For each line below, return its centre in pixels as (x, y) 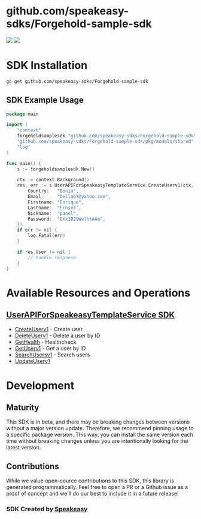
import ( (17, 125)
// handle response (52, 257)
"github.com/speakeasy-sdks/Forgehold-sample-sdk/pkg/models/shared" (106, 142)
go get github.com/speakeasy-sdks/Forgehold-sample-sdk (77, 81)
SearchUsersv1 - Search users (52, 355)
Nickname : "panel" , (53, 213)
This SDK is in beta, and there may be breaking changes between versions (98, 422)
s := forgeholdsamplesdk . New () (56, 169)
